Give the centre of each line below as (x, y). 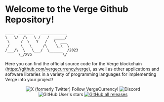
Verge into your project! (29, 79)
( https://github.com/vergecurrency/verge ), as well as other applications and (82, 69)
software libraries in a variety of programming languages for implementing (81, 74)
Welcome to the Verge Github (67, 9)
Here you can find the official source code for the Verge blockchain (74, 63)
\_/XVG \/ (43, 54)
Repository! (30, 20)
